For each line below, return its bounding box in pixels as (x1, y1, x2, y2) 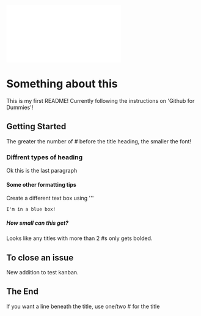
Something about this (6, 77, 118, 91)
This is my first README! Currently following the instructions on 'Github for (6, 97, 195, 104)
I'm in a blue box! (6, 206, 56, 213)
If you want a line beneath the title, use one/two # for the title (6, 303, 160, 310)
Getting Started (6, 121, 67, 132)
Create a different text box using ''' (6, 195, 94, 202)
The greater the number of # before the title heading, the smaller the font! (6, 137, 191, 145)
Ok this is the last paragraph (6, 167, 78, 175)
